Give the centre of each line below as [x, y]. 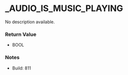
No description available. [30, 22]
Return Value [21, 34]
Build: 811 [21, 68]
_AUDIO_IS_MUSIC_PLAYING [64, 8]
